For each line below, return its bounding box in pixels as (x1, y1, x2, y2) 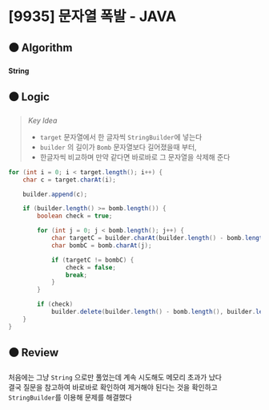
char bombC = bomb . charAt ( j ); (50, 242, 152, 250)
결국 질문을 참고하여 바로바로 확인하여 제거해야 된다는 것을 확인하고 (8, 382, 218, 392)
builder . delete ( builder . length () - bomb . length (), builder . (50, 308, 256, 316)
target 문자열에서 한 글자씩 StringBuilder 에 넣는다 (39, 132, 203, 141)
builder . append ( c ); (22, 190, 88, 198)
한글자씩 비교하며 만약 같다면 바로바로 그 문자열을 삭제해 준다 (39, 152, 231, 161)
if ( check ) (37, 300, 74, 309)
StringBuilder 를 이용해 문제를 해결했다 (8, 392, 132, 402)
